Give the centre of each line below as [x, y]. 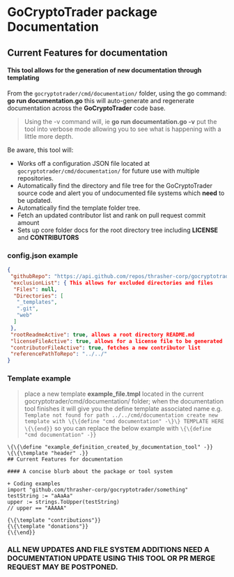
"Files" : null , [36, 289]
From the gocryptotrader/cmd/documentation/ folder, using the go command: [117, 93]
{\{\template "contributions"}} [54, 520]
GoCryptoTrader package [83, 12]
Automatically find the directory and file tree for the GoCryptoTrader [115, 185]
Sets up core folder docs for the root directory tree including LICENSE [117, 230]
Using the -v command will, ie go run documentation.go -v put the [120, 121]
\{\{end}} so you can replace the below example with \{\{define [118, 428]
